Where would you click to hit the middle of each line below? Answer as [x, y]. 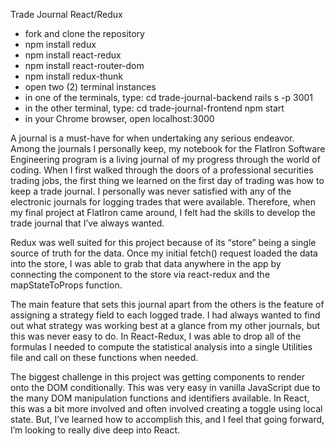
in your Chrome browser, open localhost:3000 [119, 118]
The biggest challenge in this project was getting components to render [157, 377]
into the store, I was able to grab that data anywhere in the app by [146, 263]
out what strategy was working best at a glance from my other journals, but [165, 325]
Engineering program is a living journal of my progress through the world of [165, 159]
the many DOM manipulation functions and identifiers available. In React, [160, 398]
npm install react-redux [73, 55]
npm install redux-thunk [74, 76]
